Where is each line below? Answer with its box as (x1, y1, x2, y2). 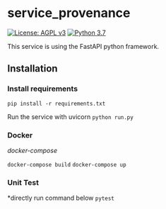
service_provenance (7, 5, 131, 21)
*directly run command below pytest (7, 193, 114, 203)
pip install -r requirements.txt (7, 100, 106, 107)
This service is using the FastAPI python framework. (7, 42, 160, 50)
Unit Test (7, 177, 39, 187)
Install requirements (7, 84, 78, 94)
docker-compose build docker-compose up (7, 161, 126, 168)
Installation (7, 62, 58, 75)
